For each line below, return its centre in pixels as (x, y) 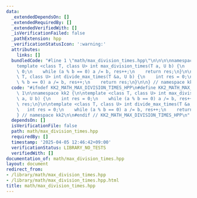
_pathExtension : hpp (36, 39)
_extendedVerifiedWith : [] (44, 28)
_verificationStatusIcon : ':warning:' (59, 45)
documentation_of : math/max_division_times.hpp (65, 159)
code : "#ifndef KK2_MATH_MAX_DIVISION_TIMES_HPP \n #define (84, 88)
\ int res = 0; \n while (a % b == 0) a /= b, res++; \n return (105, 110)
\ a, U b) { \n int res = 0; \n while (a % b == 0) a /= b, (97, 98)
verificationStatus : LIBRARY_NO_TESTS (59, 148)
